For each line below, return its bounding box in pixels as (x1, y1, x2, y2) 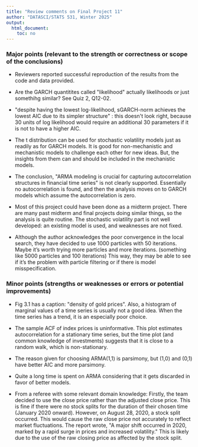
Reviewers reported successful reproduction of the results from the (14, 71, 179, 78)
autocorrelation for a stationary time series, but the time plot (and (14, 331, 174, 338)
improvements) (6, 287, 51, 295)
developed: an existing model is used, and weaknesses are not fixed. (14, 222, 183, 229)
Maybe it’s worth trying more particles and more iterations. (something (14, 246, 187, 253)
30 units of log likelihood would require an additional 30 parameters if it (14, 119, 189, 126)
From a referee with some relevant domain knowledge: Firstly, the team (14, 390, 188, 397)
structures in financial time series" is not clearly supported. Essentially (14, 180, 186, 187)
